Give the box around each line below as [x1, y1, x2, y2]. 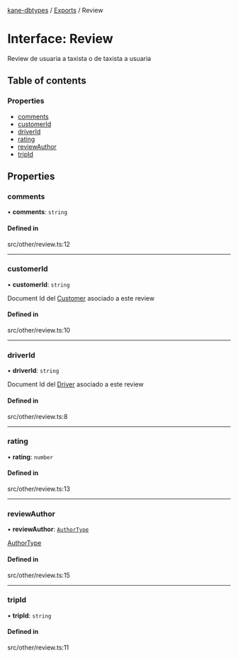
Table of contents [7, 74, 86, 87]
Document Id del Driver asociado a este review [7, 380, 144, 389]
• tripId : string [7, 611, 52, 620]
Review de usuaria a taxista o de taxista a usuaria [7, 54, 152, 62]
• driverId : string [7, 367, 59, 375]
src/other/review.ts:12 [7, 240, 71, 248]
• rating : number [7, 452, 53, 461]
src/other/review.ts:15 [7, 571, 71, 579]
